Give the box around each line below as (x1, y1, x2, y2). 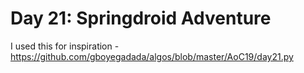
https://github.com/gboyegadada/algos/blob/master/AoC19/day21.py (10, 50, 294, 62)
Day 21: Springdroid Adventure (10, 7, 272, 30)
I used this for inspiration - (10, 40, 120, 52)
